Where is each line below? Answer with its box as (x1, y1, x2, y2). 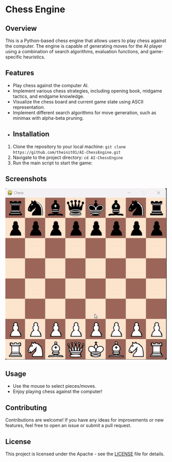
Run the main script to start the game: (12, 160, 93, 166)
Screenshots (5, 175, 47, 183)
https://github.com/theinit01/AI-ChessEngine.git (12, 150, 121, 155)
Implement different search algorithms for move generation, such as (12, 109, 157, 116)
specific (5, 54, 23, 60)
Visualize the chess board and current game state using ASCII (12, 98, 144, 104)
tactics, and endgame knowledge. (12, 93, 84, 99)
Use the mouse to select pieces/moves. (12, 383, 96, 389)
